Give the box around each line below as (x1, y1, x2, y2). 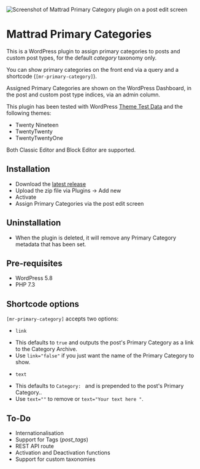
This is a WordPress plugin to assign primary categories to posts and (6, 47, 180, 55)
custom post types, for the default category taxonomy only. (6, 54, 157, 61)
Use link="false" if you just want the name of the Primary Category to (15, 352, 194, 359)
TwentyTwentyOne (15, 134, 63, 141)
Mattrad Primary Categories (6, 28, 152, 41)
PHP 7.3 (15, 281, 36, 289)
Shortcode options (6, 298, 80, 309)
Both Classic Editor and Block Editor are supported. (6, 146, 136, 153)
